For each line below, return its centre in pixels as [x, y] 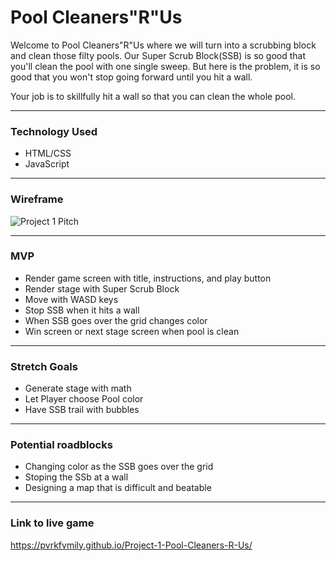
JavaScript [47, 164]
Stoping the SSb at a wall [76, 477]
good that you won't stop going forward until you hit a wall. [131, 77]
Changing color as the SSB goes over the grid [119, 467]
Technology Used [54, 131]
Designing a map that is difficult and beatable [118, 488]
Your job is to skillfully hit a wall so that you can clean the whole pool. [153, 96]
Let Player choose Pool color [84, 399]
